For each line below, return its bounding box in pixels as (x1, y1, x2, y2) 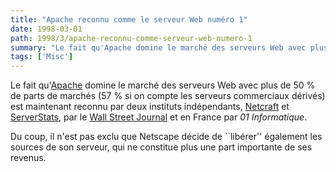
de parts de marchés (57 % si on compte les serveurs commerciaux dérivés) (10, 90, 326, 102)
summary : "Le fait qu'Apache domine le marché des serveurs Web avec (10, 42, 307, 53)
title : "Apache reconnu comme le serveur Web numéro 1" (10, 14, 248, 25)
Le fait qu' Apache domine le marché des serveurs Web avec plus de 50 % (10, 79, 316, 91)
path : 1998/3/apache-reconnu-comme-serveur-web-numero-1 (10, 33, 253, 43)
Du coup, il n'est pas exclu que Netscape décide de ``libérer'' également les (10, 131, 323, 143)
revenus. (10, 152, 47, 164)
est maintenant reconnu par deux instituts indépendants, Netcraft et (10, 101, 290, 113)
